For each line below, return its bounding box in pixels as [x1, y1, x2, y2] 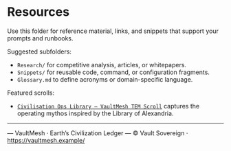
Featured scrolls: [7, 89, 55, 97]
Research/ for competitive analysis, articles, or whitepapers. [16, 60, 187, 69]
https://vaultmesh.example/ [7, 136, 85, 144]
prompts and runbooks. [7, 34, 74, 42]
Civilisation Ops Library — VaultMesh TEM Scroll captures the [16, 102, 200, 110]
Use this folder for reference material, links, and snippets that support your [7, 27, 219, 35]
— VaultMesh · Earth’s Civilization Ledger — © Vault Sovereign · [7, 128, 188, 137]
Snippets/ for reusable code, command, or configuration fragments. [16, 68, 210, 76]
